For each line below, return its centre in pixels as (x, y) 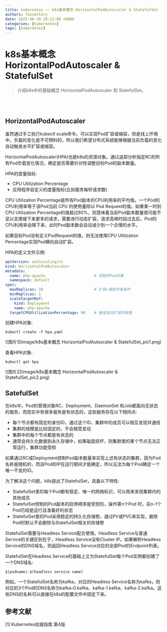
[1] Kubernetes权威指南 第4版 (35, 624)
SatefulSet (22, 393)
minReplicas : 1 (25, 294)
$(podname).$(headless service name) (44, 572)
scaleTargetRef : (26, 299)
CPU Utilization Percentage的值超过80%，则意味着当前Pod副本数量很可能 (81, 212)
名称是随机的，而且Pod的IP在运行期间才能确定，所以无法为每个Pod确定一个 (83, 464)
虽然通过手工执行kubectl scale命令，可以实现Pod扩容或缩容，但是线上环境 (82, 134)
